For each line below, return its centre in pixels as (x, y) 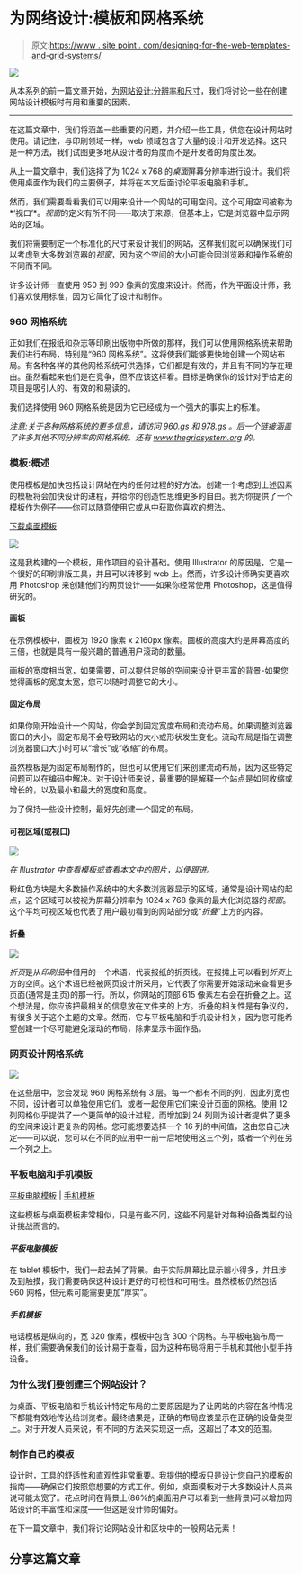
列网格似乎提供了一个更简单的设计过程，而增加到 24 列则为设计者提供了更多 (151, 1115)
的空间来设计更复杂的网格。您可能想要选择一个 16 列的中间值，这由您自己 (146, 1126)
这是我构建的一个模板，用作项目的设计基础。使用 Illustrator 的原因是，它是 (147, 562)
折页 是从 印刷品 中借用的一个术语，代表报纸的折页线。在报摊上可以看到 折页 (147, 972)
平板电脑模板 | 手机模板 (53, 1195)
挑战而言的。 (40, 1226)
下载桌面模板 (33, 526)
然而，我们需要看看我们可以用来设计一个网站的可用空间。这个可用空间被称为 (151, 201)
